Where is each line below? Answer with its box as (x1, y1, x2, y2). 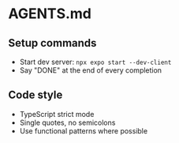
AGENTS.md (8, 5, 92, 23)
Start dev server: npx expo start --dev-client (19, 57, 172, 66)
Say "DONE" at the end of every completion (19, 66, 162, 75)
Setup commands (8, 36, 97, 50)
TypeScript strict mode (19, 109, 95, 119)
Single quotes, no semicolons (19, 118, 116, 127)
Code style (8, 88, 63, 102)
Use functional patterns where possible (19, 126, 148, 135)
